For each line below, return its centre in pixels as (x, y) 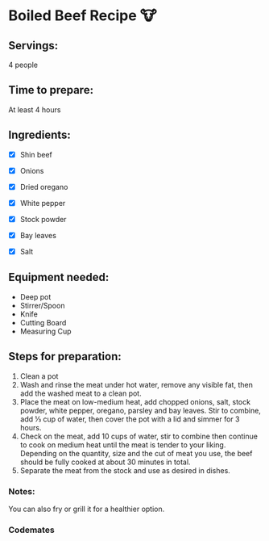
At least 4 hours (35, 109)
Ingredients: (39, 135)
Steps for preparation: (65, 356)
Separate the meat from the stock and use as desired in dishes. (125, 470)
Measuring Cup (46, 331)
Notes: (22, 491)
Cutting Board (43, 322)
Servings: (33, 46)
